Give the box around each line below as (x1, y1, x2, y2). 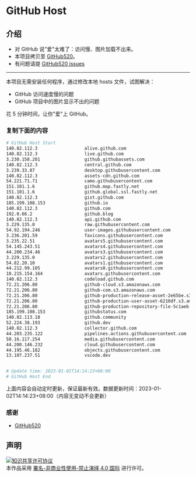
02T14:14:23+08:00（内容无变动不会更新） (6, 393, 110, 400)
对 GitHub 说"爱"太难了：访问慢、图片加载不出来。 (14, 46, 136, 52)
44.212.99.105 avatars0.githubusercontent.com (6, 265, 163, 271)
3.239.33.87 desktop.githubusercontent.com (6, 167, 160, 173)
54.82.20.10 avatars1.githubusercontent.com (6, 260, 163, 266)
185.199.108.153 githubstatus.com (6, 309, 127, 315)
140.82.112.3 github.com (6, 205, 111, 212)
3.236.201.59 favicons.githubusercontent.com (6, 233, 163, 238)
